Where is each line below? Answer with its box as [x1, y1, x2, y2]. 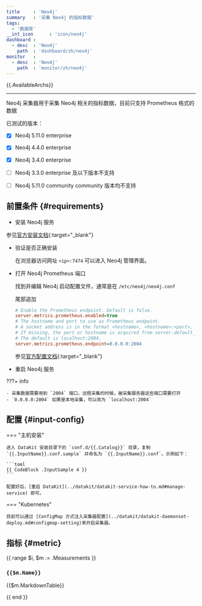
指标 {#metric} [6, 538, 62, 548]
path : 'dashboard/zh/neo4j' [17, 48, 93, 54]
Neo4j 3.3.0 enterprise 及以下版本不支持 [14, 169, 115, 176]
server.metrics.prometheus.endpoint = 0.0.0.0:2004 [14, 341, 142, 347]
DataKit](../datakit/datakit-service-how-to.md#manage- [43, 484, 186, 490]
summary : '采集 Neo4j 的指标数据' [6, 14, 94, 21]
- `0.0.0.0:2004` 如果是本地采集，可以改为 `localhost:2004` [6, 396, 152, 403]
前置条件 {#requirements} [6, 201, 104, 212]
